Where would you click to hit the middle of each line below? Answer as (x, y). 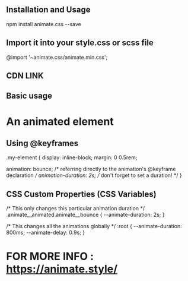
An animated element (60, 121)
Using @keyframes (42, 143)
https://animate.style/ (62, 269)
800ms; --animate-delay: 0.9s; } (45, 233)
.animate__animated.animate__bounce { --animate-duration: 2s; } (85, 215)
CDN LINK (25, 76)
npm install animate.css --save (44, 24)
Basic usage (29, 96)
